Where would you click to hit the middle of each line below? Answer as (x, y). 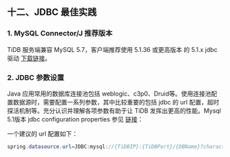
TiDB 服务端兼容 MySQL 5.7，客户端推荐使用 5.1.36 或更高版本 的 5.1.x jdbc (112, 49)
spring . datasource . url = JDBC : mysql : (58, 146)
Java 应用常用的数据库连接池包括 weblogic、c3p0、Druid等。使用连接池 (109, 94)
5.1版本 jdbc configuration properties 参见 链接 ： (75, 119)
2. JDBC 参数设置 (36, 77)
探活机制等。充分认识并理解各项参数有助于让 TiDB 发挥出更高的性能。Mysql (114, 111)
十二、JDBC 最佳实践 (52, 12)
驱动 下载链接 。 (29, 58)
